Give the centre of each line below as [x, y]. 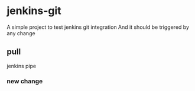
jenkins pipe [22, 66]
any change [21, 33]
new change [25, 81]
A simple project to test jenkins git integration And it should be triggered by [98, 27]
